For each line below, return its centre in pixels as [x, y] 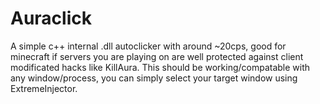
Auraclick [51, 18]
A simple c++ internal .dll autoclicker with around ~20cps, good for [148, 46]
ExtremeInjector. [44, 88]
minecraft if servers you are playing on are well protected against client [157, 56]
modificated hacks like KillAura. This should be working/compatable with [160, 67]
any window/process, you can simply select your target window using [154, 78]
